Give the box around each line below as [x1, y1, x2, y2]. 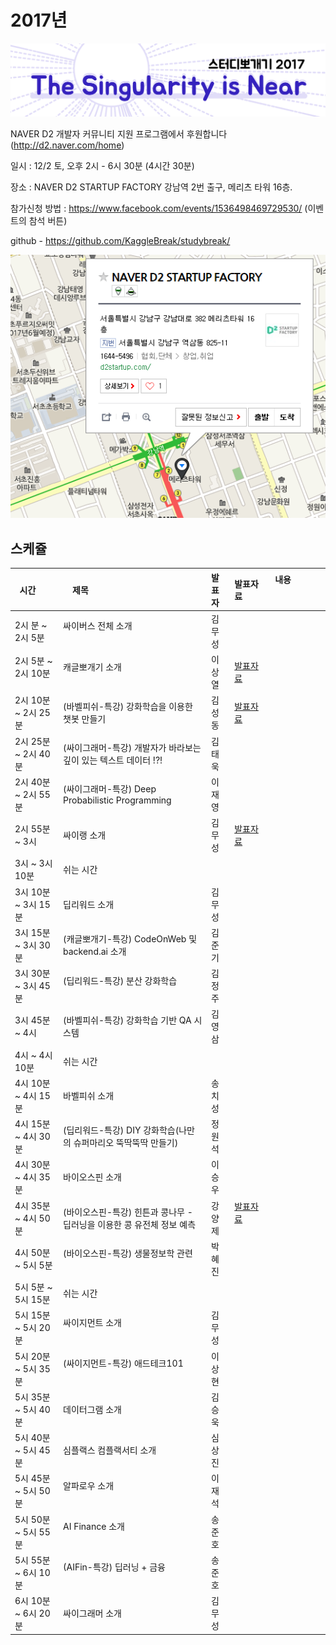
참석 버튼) [28, 214, 68, 226]
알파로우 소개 [63, 1479, 115, 1491]
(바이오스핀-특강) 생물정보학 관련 [63, 1247, 193, 1260]
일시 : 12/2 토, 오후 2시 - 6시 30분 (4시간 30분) [10, 159, 195, 171]
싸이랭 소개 [63, 829, 107, 841]
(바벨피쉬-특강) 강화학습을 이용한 [63, 701, 193, 713]
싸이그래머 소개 [63, 1607, 122, 1619]
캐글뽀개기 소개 [63, 661, 122, 673]
